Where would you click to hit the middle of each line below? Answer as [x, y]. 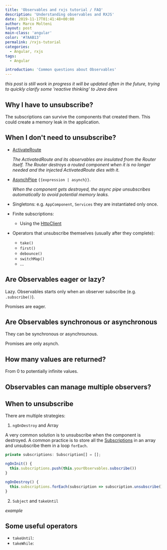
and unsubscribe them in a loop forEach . [46, 445]
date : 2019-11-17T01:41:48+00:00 [40, 19]
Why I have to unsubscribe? [49, 105]
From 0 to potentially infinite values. [42, 371]
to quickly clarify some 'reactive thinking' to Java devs [61, 89]
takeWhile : [23, 544]
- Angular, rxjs [26, 51]
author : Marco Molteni [29, 24]
